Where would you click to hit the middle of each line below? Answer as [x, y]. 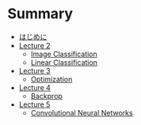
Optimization [51, 79]
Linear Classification [64, 62]
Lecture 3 [34, 70]
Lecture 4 [34, 87]
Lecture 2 [34, 45]
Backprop [46, 96]
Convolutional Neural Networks [82, 112]
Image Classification [64, 54]
